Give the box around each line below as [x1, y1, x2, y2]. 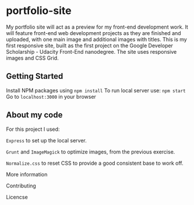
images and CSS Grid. [6, 54, 59, 61]
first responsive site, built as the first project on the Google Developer [6, 42, 174, 49]
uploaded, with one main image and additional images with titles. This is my [6, 36, 188, 43]
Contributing [6, 182, 36, 189]
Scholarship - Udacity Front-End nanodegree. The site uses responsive [6, 48, 177, 55]
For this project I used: [6, 126, 60, 133]
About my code [6, 110, 63, 120]
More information [6, 171, 48, 178]
